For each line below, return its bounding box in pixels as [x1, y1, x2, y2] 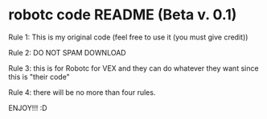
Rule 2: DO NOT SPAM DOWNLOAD [8, 47, 126, 57]
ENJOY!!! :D [8, 103, 47, 113]
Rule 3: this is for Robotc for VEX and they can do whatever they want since [8, 63, 259, 73]
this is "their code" [8, 72, 70, 81]
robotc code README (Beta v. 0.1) [8, 6, 237, 24]
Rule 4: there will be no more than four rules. [8, 87, 156, 97]
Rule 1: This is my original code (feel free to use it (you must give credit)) [8, 32, 249, 42]
